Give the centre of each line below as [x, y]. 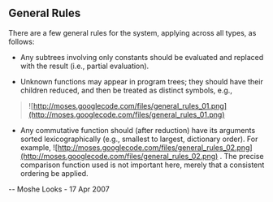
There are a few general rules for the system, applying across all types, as [132, 32]
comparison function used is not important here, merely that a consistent [142, 165]
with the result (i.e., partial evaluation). [84, 66]
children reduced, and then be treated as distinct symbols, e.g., [126, 90]
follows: [22, 41]
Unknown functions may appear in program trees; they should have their [142, 81]
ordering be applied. [54, 173]
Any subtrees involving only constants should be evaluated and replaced [142, 57]
